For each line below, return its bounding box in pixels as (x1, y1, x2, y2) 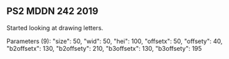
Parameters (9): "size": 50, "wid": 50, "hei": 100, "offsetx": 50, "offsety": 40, (6, 37, 223, 45)
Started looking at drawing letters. (6, 23, 104, 32)
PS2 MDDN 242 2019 (6, 5, 98, 17)
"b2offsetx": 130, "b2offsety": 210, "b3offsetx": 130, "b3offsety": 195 (6, 44, 202, 52)
